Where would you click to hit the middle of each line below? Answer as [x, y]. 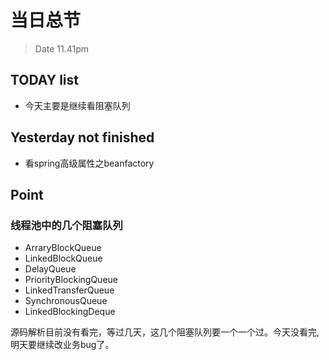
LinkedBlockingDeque [70, 312]
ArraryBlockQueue [63, 248]
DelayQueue [50, 269]
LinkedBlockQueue [63, 258]
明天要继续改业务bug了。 [62, 345]
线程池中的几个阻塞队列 [66, 225]
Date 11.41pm [62, 48]
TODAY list [44, 80]
